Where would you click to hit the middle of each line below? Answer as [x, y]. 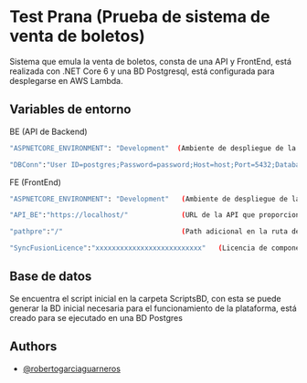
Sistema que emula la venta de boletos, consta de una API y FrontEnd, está [151, 61]
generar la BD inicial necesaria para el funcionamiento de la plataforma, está [153, 308]
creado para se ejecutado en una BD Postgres [96, 317]
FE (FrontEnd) [36, 182]
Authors [33, 347]
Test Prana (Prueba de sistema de [140, 17]
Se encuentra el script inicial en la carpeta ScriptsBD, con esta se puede [145, 298]
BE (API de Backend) [49, 131]
